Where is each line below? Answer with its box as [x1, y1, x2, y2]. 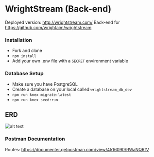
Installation [5, 36, 33, 43]
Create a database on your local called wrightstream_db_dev [12, 86, 132, 92]
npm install [12, 54, 36, 59]
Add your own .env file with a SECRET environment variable [12, 58, 129, 64]
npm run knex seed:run [12, 97, 58, 102]
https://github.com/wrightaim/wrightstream [5, 24, 92, 30]
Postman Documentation [5, 136, 65, 142]
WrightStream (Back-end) [5, 3, 112, 15]
